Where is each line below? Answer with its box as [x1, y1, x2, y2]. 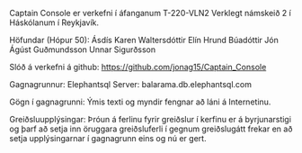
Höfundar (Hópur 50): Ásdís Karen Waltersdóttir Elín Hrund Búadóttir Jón [9, 35, 279, 45]
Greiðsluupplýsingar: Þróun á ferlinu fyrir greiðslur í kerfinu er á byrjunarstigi [9, 114, 292, 124]
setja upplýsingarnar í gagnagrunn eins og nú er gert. [9, 133, 207, 143]
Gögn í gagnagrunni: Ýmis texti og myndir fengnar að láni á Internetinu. [9, 96, 271, 107]
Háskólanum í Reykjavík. [9, 17, 100, 28]
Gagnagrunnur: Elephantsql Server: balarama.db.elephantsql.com [9, 79, 253, 89]
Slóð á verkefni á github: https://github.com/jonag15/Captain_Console [9, 62, 267, 72]
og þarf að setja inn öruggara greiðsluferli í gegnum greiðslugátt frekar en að [9, 123, 293, 134]
